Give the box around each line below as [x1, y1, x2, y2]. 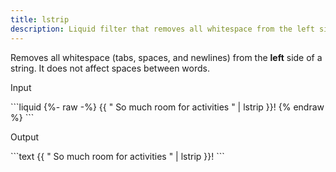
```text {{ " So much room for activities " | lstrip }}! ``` [10, 150, 225, 162]
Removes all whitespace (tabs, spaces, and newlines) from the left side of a [10, 51, 323, 63]
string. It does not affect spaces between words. [10, 62, 210, 74]
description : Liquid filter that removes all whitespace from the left [10, 24, 315, 34]
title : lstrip [10, 14, 70, 25]
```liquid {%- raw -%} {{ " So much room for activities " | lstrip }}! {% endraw [10, 101, 325, 113]
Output [10, 131, 39, 143]
